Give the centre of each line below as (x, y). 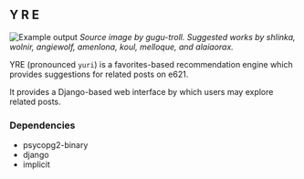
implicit (36, 164)
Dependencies (42, 125)
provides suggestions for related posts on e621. (99, 74)
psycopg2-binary (55, 145)
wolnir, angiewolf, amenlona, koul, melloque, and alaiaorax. (122, 47)
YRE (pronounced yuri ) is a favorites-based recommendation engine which (152, 64)
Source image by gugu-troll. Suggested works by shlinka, (187, 37)
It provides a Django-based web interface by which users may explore (142, 91)
